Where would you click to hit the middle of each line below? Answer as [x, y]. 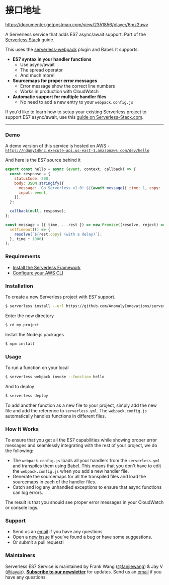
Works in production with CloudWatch [59, 91]
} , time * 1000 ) [27, 239]
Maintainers [20, 555]
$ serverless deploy [27, 396]
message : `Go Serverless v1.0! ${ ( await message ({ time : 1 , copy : [90, 188]
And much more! [37, 75]
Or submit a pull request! [38, 542]
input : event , [33, 193]
